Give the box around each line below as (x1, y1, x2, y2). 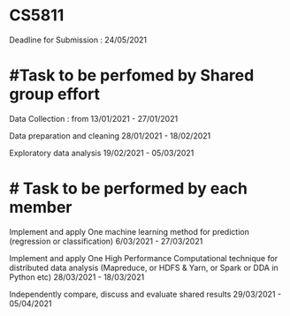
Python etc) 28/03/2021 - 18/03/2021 (9, 271, 145, 282)
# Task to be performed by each (9, 178, 248, 199)
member (9, 198, 72, 217)
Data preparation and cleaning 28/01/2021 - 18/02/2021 (9, 130, 211, 141)
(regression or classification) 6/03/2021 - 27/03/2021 (9, 236, 203, 246)
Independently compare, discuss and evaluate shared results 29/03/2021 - (9, 289, 281, 299)
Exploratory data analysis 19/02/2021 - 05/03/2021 (9, 147, 195, 158)
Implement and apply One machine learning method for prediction (9, 226, 249, 237)
